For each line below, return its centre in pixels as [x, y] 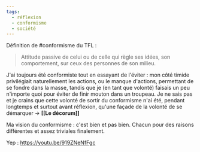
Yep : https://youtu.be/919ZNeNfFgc [51, 143]
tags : [13, 12]
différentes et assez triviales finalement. [55, 131]
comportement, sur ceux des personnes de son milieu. [88, 63]
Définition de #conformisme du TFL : [51, 45]
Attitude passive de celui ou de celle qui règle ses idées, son [96, 57]
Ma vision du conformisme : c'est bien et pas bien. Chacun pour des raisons [100, 125]
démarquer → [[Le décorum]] [43, 113]
